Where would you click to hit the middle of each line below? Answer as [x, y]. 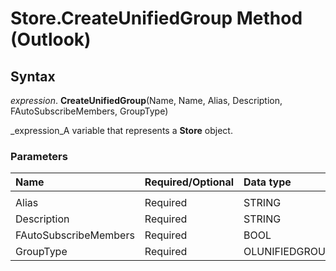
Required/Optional [189, 182]
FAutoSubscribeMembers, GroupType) [89, 111]
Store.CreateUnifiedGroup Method [156, 18]
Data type [267, 182]
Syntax [33, 76]
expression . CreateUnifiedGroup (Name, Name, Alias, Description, [146, 100]
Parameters [39, 156]
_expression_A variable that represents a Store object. [121, 130]
